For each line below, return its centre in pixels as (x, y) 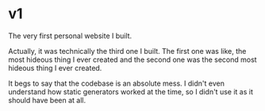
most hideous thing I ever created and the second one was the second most (132, 59)
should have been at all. (47, 100)
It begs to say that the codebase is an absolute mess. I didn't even (116, 83)
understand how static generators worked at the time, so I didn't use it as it (131, 91)
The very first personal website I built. (70, 36)
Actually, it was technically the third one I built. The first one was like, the (127, 51)
